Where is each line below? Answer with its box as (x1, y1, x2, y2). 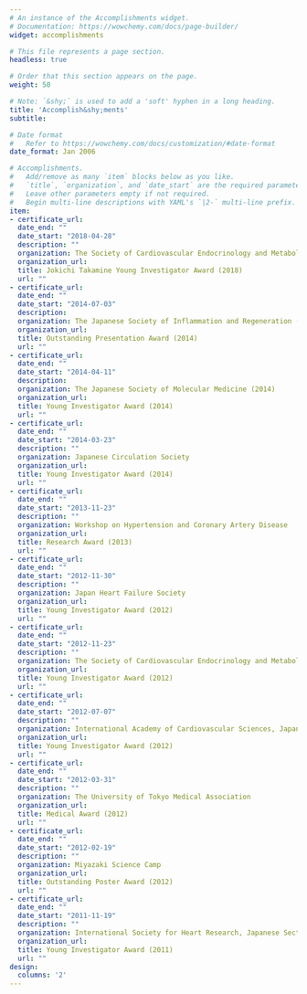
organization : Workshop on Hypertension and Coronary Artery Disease (17, 521, 288, 530)
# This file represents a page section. (9, 47, 166, 56)
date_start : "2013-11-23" (17, 503, 117, 513)
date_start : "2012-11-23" (17, 640, 117, 649)
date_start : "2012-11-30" (17, 572, 117, 581)
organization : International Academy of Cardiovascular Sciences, (17, 724, 276, 734)
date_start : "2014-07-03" (17, 300, 117, 309)
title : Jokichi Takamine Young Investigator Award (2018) (17, 266, 244, 275)
